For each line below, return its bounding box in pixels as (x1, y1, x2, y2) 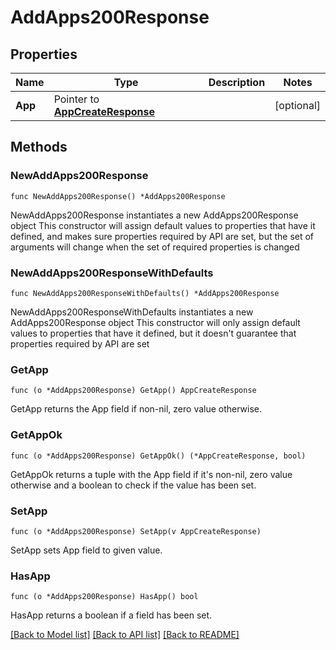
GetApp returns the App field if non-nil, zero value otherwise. (10, 403, 263, 415)
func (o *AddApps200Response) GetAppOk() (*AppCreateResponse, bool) (10, 451, 307, 461)
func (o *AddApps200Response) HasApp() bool (10, 592, 199, 602)
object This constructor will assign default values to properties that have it (10, 219, 316, 231)
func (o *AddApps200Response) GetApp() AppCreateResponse (10, 386, 257, 396)
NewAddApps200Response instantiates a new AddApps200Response (10, 209, 299, 221)
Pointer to (53, 92, 100, 106)
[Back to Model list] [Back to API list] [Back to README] (10, 629, 240, 641)
